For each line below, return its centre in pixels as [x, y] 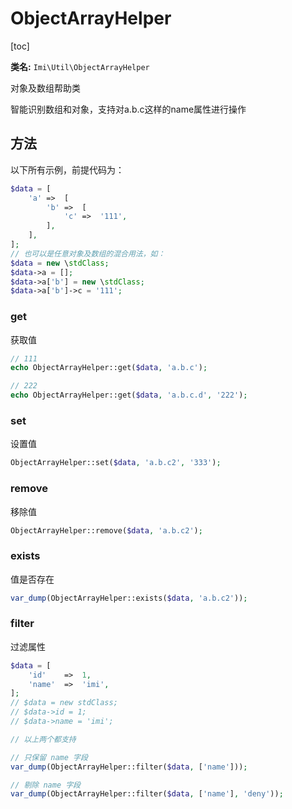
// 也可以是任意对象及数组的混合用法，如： [88, 253]
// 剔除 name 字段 [45, 785]
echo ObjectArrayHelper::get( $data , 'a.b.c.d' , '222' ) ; [129, 395]
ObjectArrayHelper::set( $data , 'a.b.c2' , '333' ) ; [116, 463]
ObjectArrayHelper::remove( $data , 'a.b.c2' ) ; [106, 530]
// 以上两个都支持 [43, 739]
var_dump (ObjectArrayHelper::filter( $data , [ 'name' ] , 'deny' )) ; [147, 794]
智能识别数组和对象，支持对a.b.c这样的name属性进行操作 [128, 109]
